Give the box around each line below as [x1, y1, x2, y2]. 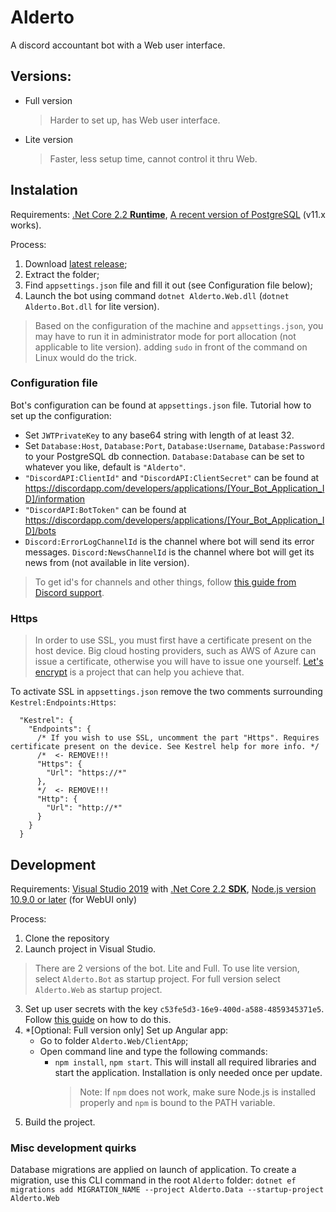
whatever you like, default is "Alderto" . [24, 461, 187, 473]
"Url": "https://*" [46, 768, 128, 778]
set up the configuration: [10, 409, 112, 421]
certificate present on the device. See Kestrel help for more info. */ [10, 742, 320, 752]
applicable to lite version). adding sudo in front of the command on [34, 341, 308, 353]
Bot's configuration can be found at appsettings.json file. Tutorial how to [10, 399, 312, 411]
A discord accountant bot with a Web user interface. [10, 39, 226, 51]
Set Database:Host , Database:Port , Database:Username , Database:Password [24, 439, 325, 451]
